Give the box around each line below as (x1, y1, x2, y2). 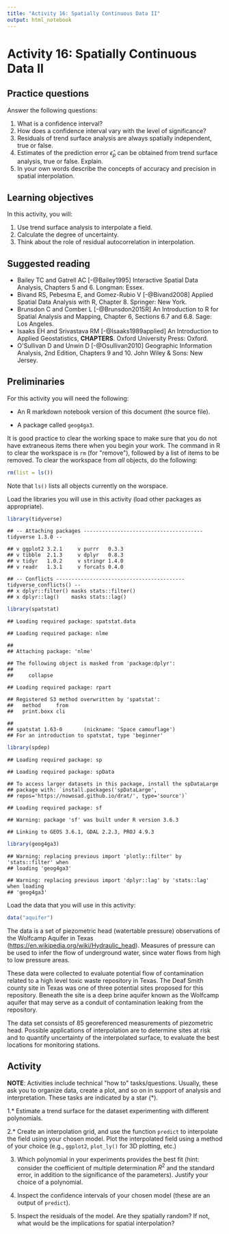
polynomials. (7, 1114, 43, 1122)
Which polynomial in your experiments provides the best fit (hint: (16, 1155, 200, 1163)
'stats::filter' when (7, 859, 69, 866)
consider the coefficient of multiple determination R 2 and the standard (16, 1162, 215, 1172)
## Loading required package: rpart (7, 684, 111, 691)
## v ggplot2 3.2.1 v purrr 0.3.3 (7, 546, 124, 553)
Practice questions (7, 88, 90, 99)
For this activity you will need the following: (7, 394, 129, 402)
